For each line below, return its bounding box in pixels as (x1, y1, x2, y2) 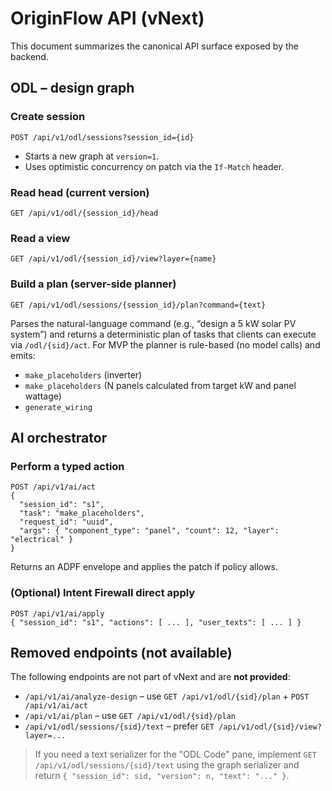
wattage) (24, 390, 62, 402)
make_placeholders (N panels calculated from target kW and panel (24, 379, 297, 391)
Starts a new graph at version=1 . (24, 150, 160, 162)
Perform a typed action (10, 459, 125, 473)
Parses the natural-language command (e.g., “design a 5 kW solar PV (10, 317, 297, 329)
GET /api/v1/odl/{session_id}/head (10, 208, 159, 218)
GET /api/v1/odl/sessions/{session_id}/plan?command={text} (10, 300, 267, 310)
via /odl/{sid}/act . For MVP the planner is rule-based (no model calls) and (10, 338, 321, 351)
